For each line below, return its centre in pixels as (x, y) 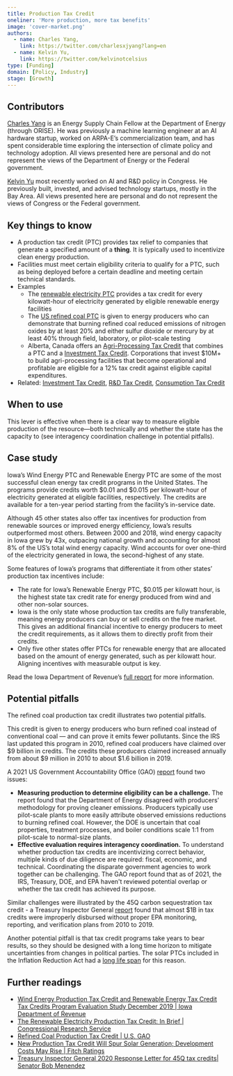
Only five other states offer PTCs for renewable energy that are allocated (121, 648)
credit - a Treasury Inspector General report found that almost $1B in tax (111, 910)
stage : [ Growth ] (31, 78)
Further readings (45, 982)
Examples (31, 287)
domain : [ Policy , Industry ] (48, 72)
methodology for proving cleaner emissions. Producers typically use (115, 808)
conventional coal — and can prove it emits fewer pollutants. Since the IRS (114, 736)
